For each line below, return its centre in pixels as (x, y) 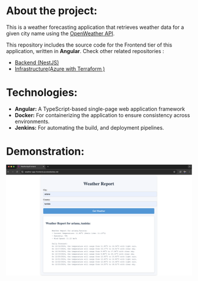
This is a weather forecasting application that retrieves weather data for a (95, 27)
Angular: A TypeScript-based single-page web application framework (100, 109)
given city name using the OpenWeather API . (60, 33)
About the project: (52, 11)
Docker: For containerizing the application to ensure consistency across (102, 115)
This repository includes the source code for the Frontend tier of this (89, 45)
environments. (32, 121)
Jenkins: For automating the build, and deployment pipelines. (89, 127)
